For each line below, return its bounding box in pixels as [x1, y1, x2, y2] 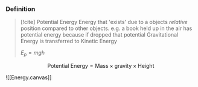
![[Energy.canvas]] [5, 74, 52, 81]
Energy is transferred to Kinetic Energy [20, 38, 117, 45]
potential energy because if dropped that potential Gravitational [20, 31, 179, 38]
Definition [5, 5, 36, 13]
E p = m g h [20, 49, 45, 58]
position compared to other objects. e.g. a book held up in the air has [20, 25, 193, 32]
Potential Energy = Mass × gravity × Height [47, 62, 155, 70]
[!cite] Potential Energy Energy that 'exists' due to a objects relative [20, 19, 188, 26]
